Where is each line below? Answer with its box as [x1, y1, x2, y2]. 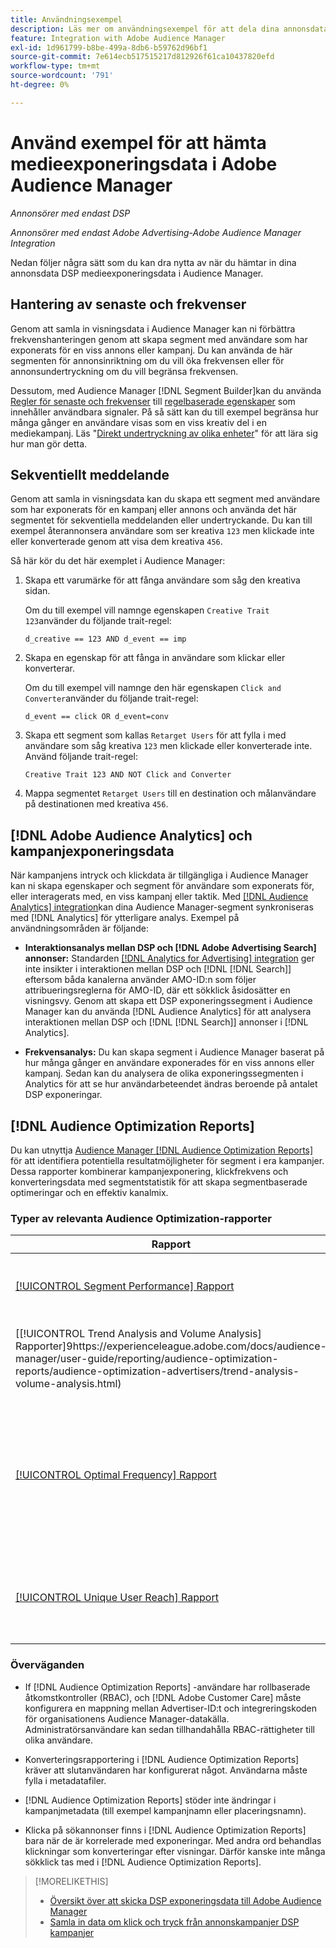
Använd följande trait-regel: [24, 751, 138, 763]
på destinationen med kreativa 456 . [24, 798, 169, 810]
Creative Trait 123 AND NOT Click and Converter [24, 770, 232, 780]
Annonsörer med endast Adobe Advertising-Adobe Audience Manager [10, 226, 302, 238]
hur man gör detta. [10, 437, 88, 450]
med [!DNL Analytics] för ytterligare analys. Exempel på [10, 912, 240, 924]
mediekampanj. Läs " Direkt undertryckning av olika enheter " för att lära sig [10, 427, 319, 439]
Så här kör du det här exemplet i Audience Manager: [10, 555, 226, 567]
